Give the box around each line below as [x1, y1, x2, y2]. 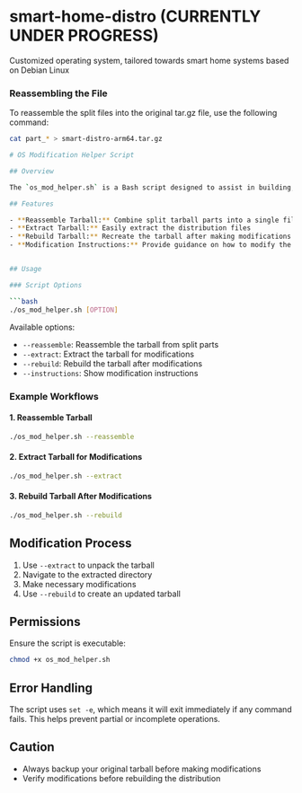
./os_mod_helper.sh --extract [9, 471, 123, 480]
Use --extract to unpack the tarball [22, 560, 155, 570]
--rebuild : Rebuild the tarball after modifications [22, 357, 203, 369]
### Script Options [9, 280, 83, 289]
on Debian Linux [9, 65, 70, 75]
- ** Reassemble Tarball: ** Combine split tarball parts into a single [9, 216, 280, 225]
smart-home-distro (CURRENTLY [9, 6, 262, 27]
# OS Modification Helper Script [9, 151, 135, 160]
